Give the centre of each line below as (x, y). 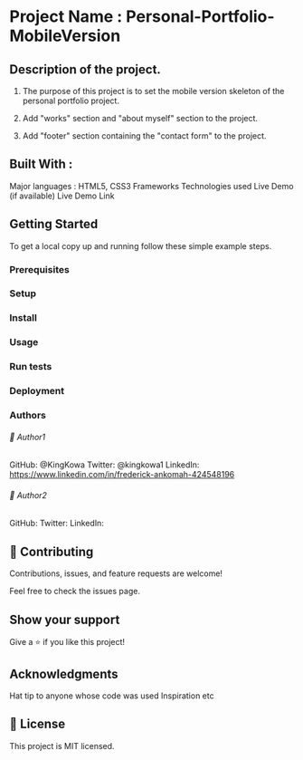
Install (24, 318)
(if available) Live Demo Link (62, 196)
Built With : (41, 164)
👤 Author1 (28, 437)
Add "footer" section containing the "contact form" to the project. (144, 136)
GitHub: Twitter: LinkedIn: (57, 524)
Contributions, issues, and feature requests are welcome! (116, 573)
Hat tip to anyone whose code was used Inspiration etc (112, 696)
